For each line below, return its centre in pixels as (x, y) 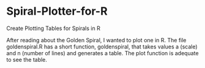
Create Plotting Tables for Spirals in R (54, 28)
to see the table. (27, 59)
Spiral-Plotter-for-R (57, 11)
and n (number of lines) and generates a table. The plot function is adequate (102, 53)
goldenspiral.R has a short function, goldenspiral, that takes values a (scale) (102, 47)
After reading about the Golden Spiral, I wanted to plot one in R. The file (96, 40)
